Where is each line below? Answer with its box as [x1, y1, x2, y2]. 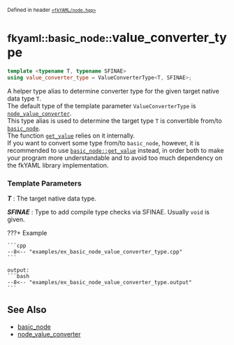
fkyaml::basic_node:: [7, 31, 113, 45]
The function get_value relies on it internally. [7, 131, 136, 140]
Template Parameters [7, 178, 82, 188]
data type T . [7, 94, 42, 103]
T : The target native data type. [7, 194, 96, 203]
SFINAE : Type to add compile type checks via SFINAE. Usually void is [7, 207, 210, 216]
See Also [7, 304, 47, 316]
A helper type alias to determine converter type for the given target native [7, 87, 220, 95]
